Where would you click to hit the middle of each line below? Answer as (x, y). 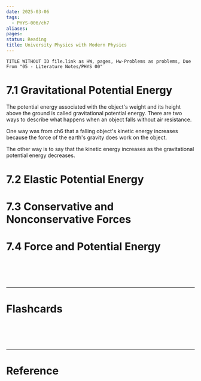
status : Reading (26, 39)
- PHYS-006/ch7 (31, 23)
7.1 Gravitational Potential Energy (89, 90)
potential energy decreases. (41, 155)
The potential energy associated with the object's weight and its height (94, 107)
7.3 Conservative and (60, 207)
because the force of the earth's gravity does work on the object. (87, 137)
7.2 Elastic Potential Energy (75, 179)
